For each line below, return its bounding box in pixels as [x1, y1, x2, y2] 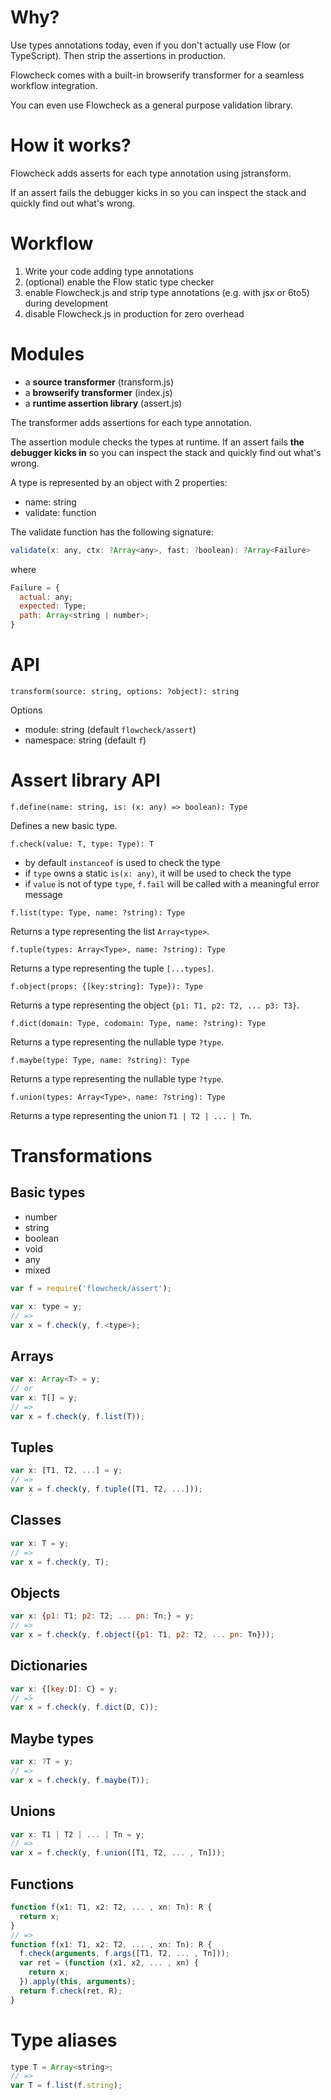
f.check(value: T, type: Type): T [10, 839, 155, 849]
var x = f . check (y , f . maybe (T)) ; [10, 1775, 150, 1785]
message [24, 888, 63, 900]
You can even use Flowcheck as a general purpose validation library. [10, 99, 294, 111]
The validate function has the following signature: [10, 526, 214, 538]
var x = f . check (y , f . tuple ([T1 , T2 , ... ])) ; [10, 1484, 204, 1495]
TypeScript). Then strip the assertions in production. [10, 49, 227, 61]
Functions [10, 1876, 75, 1893]
